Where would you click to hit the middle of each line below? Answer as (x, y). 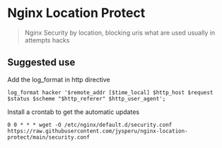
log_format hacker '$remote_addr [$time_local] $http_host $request (110, 92)
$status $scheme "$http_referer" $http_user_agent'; (87, 98)
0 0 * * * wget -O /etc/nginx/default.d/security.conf (90, 125)
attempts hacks (47, 40)
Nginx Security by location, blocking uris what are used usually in (120, 33)
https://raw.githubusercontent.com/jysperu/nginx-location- (98, 131)
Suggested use (41, 63)
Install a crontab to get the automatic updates (74, 112)
